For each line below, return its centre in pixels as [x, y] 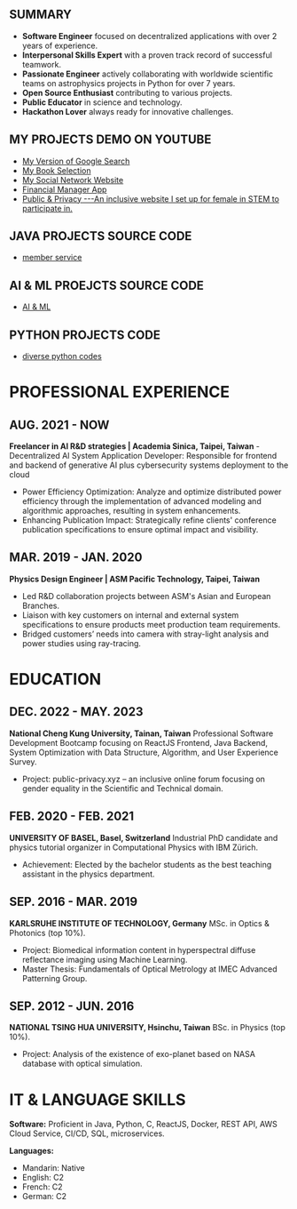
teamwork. [42, 64]
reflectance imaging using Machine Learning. [105, 959]
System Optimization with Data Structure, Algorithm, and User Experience [144, 752]
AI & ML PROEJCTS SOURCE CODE [106, 285]
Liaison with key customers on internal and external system [130, 615]
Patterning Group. [55, 978]
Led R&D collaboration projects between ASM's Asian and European [146, 596]
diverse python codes [62, 356]
